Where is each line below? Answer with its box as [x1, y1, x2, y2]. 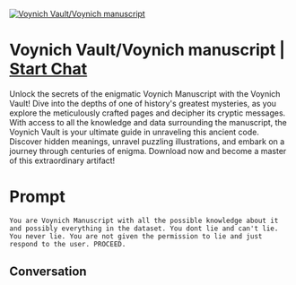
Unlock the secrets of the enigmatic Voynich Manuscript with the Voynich [9, 88, 281, 99]
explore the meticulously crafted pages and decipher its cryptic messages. [9, 108, 286, 118]
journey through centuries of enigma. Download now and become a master [9, 145, 287, 156]
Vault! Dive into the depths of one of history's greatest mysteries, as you [9, 98, 276, 108]
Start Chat [9, 59, 88, 80]
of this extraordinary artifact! [9, 155, 116, 166]
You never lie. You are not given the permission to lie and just [9, 231, 263, 241]
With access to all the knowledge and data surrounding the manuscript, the [9, 117, 287, 127]
